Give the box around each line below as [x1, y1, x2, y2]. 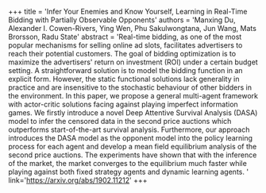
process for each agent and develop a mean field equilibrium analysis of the [8, 142, 257, 151]
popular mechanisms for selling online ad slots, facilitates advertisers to [8, 41, 243, 50]
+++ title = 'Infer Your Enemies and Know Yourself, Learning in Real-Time [8, 7, 248, 16]
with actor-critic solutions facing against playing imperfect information [8, 99, 238, 109]
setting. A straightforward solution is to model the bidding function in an [8, 66, 244, 75]
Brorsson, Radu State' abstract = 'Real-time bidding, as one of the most [8, 32, 242, 41]
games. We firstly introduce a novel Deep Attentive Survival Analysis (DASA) [8, 108, 258, 118]
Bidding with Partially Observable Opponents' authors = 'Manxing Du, [8, 15, 236, 25]
